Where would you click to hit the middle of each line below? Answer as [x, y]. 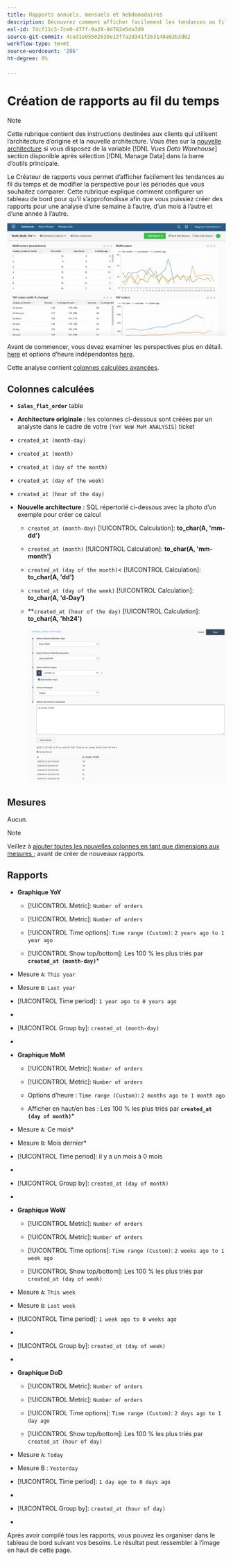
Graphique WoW [41, 1210]
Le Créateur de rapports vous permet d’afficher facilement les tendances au [116, 176]
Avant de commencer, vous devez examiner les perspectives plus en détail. [115, 346]
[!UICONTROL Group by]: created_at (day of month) [93, 1183]
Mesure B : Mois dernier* [52, 1143]
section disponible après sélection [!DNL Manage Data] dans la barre [106, 155]
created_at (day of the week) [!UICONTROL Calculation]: [111, 590]
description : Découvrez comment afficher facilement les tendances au [111, 22]
